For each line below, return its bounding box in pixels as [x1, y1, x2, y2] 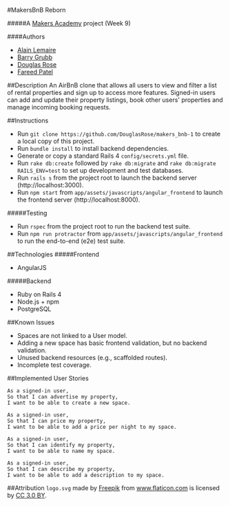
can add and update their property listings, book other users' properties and [7, 96, 224, 104]
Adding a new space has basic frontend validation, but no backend [17, 339, 207, 347]
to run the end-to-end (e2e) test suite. [17, 237, 125, 245]
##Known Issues [7, 318, 55, 326]
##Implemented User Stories [7, 375, 90, 382]
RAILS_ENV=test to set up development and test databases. [17, 167, 184, 174]
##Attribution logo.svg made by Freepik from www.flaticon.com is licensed [7, 484, 220, 492]
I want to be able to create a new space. [7, 399, 131, 406]
